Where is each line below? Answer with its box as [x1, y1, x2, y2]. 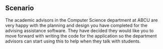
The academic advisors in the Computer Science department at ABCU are [5, 17, 158, 23]
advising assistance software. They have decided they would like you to [5, 27, 154, 34]
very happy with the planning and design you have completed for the [5, 22, 148, 28]
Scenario [5, 4, 34, 12]
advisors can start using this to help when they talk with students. [5, 38, 141, 44]
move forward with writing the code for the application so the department [5, 33, 157, 39]
